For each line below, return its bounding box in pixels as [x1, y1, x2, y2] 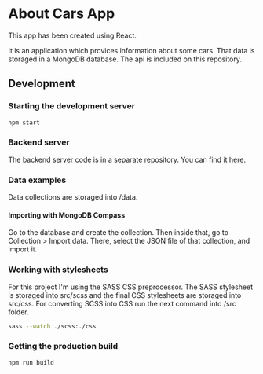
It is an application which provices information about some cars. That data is [8, 46, 255, 55]
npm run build [8, 358, 55, 366]
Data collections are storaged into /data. [8, 192, 138, 202]
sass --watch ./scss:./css [8, 322, 97, 330]
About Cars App [8, 5, 115, 23]
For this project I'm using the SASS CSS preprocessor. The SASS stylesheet [8, 282, 254, 291]
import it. [8, 244, 38, 254]
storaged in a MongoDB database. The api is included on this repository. [8, 54, 242, 64]
